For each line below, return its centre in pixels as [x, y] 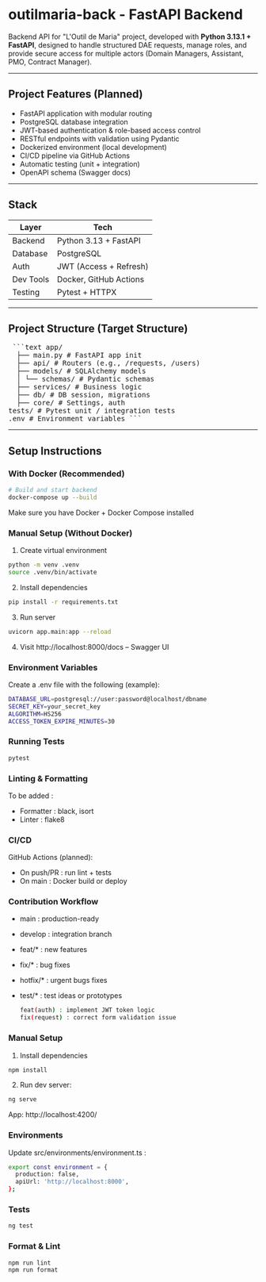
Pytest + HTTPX [87, 292]
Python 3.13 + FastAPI [99, 240]
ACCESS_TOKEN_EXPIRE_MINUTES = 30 [61, 721]
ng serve [23, 1100]
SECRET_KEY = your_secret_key [55, 706]
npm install [28, 1070]
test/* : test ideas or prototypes [71, 996]
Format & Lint [34, 1246]
